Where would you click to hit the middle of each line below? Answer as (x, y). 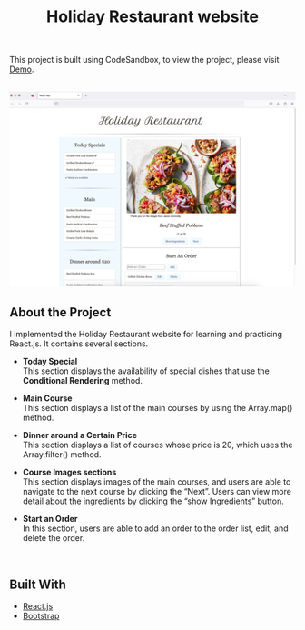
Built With (38, 584)
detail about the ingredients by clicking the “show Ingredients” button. (153, 501)
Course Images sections (69, 472)
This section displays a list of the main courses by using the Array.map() (157, 408)
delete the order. (54, 538)
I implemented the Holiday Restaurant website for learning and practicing (146, 335)
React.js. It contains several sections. (79, 344)
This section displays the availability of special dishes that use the (146, 371)
